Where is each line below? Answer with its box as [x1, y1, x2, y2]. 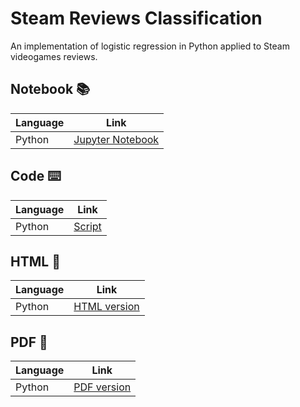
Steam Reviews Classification [10, 7, 263, 30]
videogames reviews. [10, 50, 98, 62]
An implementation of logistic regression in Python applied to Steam [10, 40, 290, 52]
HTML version [73, 300, 140, 314]
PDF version [73, 380, 132, 394]
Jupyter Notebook [73, 132, 160, 146]
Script [73, 219, 102, 233]
